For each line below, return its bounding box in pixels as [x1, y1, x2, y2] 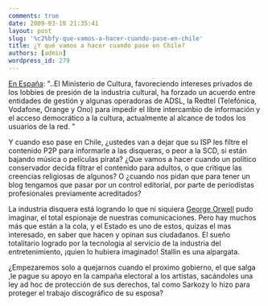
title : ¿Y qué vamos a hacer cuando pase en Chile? [8, 42, 185, 50]
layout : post [8, 27, 52, 35]
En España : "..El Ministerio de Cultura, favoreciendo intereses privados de [8, 78, 253, 89]
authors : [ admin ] [8, 49, 67, 57]
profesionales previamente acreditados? [8, 188, 142, 198]
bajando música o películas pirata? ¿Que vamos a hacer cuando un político [8, 154, 257, 163]
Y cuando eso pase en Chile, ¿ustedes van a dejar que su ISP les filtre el [8, 137, 248, 147]
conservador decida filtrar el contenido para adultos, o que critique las [8, 163, 243, 172]
